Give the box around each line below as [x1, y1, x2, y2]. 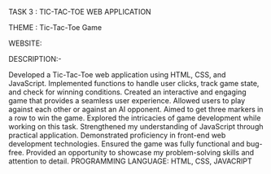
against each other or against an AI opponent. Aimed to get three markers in [8, 105, 264, 114]
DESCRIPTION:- [8, 54, 62, 63]
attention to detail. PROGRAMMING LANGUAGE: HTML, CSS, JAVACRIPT [8, 156, 252, 166]
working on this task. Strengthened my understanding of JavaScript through [8, 122, 264, 131]
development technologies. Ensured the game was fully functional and [8, 139, 245, 149]
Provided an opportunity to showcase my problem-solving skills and [25, 148, 255, 157]
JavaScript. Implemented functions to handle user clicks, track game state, [8, 79, 260, 88]
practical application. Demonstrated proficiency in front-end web [8, 130, 226, 140]
